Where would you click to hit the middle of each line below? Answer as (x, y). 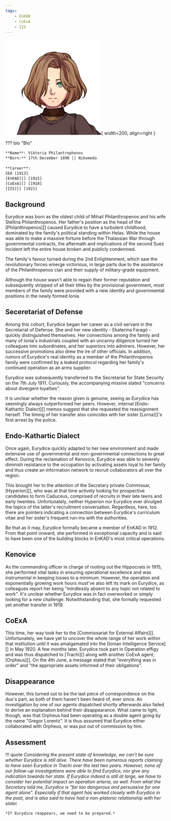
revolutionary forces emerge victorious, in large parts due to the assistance (84, 265)
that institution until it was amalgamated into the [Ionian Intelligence (76, 644)
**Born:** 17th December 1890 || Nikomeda (51, 158)
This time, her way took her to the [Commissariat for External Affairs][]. (80, 633)
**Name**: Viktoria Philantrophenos (44, 153)
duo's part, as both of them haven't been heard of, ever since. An (74, 699)
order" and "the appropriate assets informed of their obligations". (74, 665)
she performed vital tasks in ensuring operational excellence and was (78, 572)
